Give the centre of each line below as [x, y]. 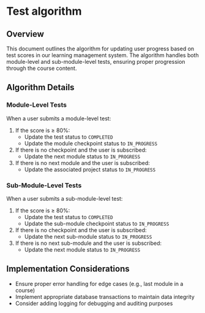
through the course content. [42, 68]
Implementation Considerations [68, 269]
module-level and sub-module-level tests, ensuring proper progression [96, 62]
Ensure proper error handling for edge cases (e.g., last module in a [99, 284]
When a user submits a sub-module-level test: [65, 198]
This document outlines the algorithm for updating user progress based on [100, 48]
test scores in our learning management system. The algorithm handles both [102, 55]
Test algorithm [44, 11]
